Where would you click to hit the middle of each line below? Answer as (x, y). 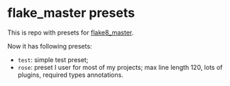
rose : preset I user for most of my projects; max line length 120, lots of (120, 67)
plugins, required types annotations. (70, 75)
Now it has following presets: (50, 46)
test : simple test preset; (53, 60)
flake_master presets (71, 13)
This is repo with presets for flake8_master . (71, 32)
